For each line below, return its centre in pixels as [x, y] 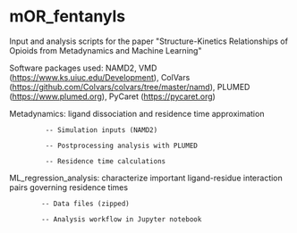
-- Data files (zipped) [85, 204]
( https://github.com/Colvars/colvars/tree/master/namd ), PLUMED [130, 87]
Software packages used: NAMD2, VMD [83, 68]
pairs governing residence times [68, 187]
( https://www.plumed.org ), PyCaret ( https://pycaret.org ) [113, 96]
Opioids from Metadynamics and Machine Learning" [106, 50]
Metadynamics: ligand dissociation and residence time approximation [137, 113]
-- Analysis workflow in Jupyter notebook [122, 219]
